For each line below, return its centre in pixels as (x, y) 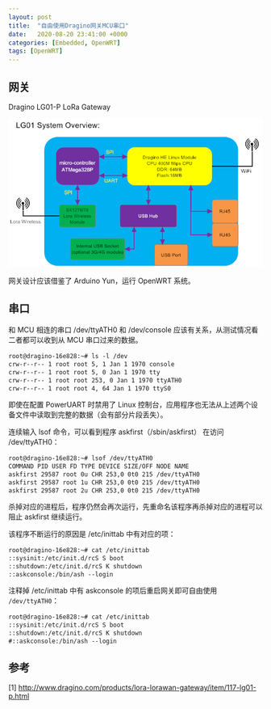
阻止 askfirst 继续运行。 (48, 517)
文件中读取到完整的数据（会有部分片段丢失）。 (91, 414)
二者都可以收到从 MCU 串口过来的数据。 (75, 340)
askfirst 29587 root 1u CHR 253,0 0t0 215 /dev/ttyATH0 (104, 482)
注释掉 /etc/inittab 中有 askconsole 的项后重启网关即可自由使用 (113, 590)
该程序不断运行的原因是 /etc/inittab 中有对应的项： (92, 534)
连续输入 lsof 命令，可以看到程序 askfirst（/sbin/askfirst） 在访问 (116, 432)
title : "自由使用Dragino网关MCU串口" (69, 25)
